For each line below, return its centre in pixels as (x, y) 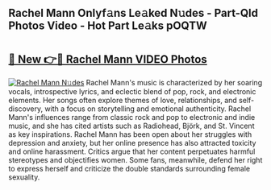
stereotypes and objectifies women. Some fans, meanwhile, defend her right (135, 160)
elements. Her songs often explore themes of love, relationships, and (123, 100)
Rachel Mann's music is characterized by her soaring (174, 83)
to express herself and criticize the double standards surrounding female (129, 169)
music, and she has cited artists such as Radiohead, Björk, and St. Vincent (131, 126)
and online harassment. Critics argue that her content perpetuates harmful (132, 151)
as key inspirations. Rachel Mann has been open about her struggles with (130, 134)
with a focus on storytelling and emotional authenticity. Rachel (148, 109)
